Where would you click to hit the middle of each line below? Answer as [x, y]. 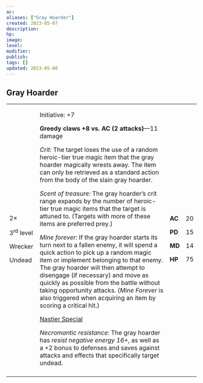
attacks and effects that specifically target [99, 356]
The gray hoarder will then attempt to [92, 268]
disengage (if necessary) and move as [94, 275]
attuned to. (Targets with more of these [95, 217]
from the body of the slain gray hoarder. [96, 180]
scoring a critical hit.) [69, 306]
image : [14, 40]
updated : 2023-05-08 [32, 68]
